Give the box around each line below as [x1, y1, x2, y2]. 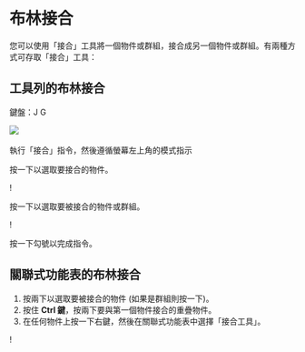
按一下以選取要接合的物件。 [9, 164, 113, 175]
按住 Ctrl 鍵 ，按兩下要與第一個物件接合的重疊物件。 [22, 304, 217, 315]
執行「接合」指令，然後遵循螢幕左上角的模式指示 [9, 145, 192, 156]
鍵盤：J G [9, 106, 47, 117]
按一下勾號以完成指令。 [9, 237, 97, 248]
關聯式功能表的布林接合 [9, 267, 141, 283]
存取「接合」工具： [25, 51, 97, 62]
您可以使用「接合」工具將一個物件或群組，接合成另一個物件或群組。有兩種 [9, 40, 288, 51]
